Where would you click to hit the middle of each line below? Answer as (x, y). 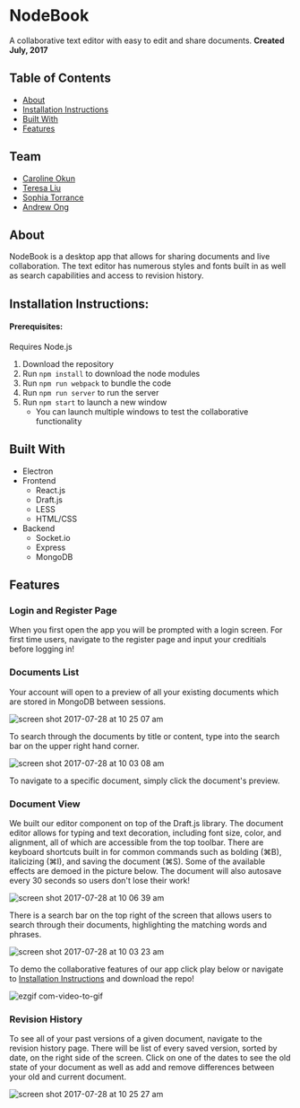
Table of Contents (60, 79)
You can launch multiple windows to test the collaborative (142, 411)
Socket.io (53, 537)
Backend (39, 528)
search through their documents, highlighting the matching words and (138, 925)
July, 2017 (29, 49)
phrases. (26, 935)
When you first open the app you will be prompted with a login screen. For (146, 630)
